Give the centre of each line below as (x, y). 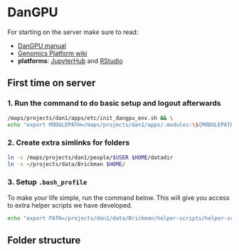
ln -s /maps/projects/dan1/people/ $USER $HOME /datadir (90, 157)
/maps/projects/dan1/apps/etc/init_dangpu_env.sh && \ (90, 118)
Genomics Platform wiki (52, 53)
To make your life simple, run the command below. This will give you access (118, 197)
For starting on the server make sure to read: (73, 32)
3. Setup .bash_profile (47, 182)
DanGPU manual (42, 45)
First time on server (52, 83)
